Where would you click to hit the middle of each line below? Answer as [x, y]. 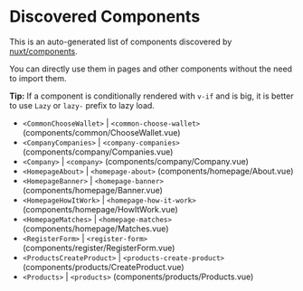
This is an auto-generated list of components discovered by [121, 42]
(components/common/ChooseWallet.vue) [101, 132]
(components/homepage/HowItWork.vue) [100, 209]
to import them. [38, 78]
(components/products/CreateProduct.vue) [103, 267]
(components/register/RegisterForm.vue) [99, 248]
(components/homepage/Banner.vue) [92, 190]
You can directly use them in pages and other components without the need [151, 69]
